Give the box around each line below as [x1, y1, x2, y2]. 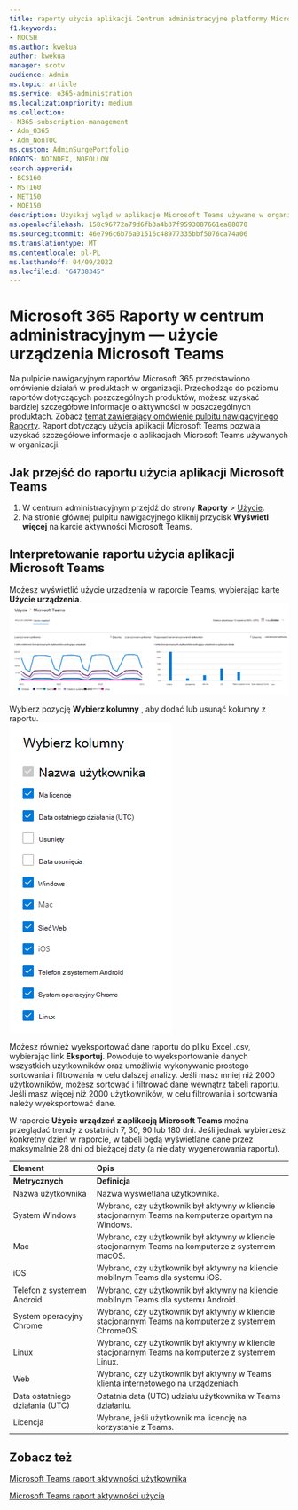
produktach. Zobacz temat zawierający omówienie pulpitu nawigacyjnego [9, 411, 278, 421]
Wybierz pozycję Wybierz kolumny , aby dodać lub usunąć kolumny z [9, 704, 266, 714]
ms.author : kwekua [9, 43, 77, 51]
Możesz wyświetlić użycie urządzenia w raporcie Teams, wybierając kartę [9, 584, 280, 594]
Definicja [96, 1176, 131, 1186]
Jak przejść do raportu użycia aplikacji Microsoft [9, 465, 285, 480]
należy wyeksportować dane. [9, 1097, 117, 1108]
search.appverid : [9, 164, 74, 173]
